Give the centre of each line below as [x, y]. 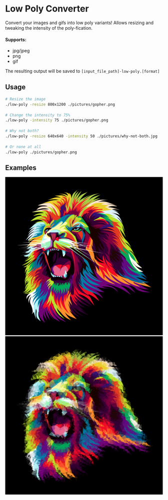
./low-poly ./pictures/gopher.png [41, 152]
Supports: [16, 39]
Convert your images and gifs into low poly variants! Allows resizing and [79, 23]
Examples [21, 168]
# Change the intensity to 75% [38, 115]
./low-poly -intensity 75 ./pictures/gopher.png [57, 120]
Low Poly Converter [47, 9]
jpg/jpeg [21, 51]
